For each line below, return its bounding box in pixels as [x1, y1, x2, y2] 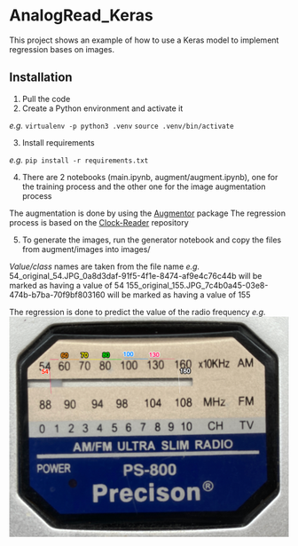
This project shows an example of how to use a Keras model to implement [9, 35, 279, 45]
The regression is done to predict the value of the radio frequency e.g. [9, 306, 266, 317]
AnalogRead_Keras [9, 5, 153, 26]
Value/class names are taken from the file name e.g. [9, 261, 200, 272]
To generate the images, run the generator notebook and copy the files [21, 234, 282, 245]
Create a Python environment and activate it [21, 103, 184, 114]
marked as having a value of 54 [9, 280, 124, 290]
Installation [9, 70, 73, 85]
